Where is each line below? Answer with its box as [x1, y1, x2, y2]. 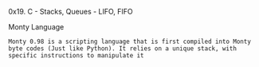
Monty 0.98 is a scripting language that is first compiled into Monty [8, 37, 251, 45]
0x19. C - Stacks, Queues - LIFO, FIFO [8, 7, 133, 16]
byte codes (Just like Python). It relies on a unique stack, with [8, 45, 237, 53]
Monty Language [8, 22, 65, 31]
